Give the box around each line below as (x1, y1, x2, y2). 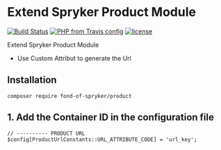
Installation (7, 74, 57, 86)
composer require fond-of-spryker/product (7, 92, 132, 99)
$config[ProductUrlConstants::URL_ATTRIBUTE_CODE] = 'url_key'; (7, 136, 197, 143)
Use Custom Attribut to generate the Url (17, 53, 132, 62)
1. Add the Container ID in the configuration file (7, 112, 214, 124)
